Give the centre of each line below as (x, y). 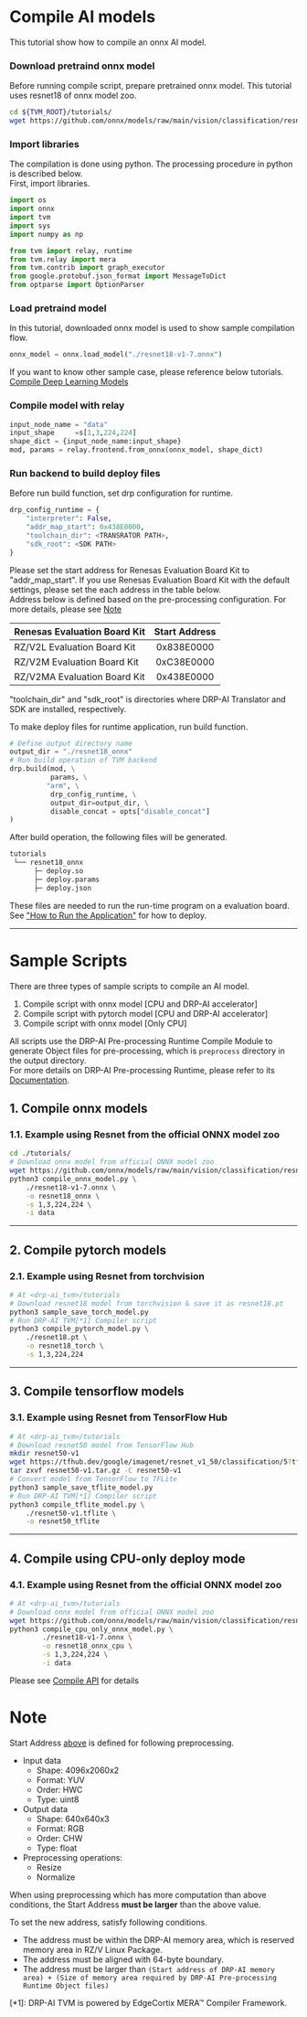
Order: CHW (59, 1838)
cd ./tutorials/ (40, 1154)
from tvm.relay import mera (63, 259)
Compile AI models (83, 17)
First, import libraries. (50, 184)
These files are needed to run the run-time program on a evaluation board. (149, 905)
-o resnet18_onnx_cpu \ (87, 1646)
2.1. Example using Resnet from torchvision (107, 1275)
